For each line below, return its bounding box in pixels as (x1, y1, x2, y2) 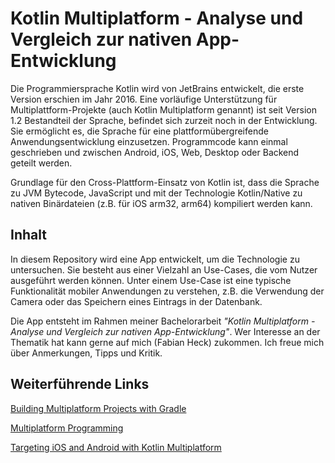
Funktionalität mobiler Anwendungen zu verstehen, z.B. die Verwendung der (10, 285, 325, 297)
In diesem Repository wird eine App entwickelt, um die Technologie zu (10, 253, 300, 265)
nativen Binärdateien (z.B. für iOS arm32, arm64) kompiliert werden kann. (10, 197, 313, 209)
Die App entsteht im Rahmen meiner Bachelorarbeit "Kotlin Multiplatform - (10, 315, 316, 327)
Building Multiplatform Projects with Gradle (10, 402, 187, 414)
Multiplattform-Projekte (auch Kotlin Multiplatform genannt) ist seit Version (10, 103, 317, 116)
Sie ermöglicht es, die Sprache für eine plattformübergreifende (10, 125, 269, 137)
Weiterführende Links (10, 376, 150, 393)
